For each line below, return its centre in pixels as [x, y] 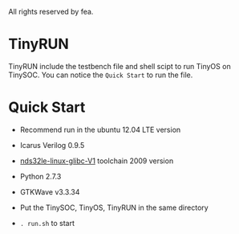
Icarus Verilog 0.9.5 [52, 145]
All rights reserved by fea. [51, 12]
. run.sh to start [47, 223]
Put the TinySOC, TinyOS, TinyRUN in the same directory [114, 207]
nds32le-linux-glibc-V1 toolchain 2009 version [97, 161]
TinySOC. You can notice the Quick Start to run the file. [101, 75]
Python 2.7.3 [41, 176]
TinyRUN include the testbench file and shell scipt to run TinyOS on [119, 66]
